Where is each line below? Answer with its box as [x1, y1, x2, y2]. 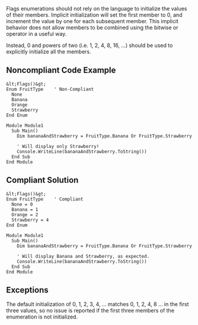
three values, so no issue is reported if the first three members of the [6, 307, 175, 314]
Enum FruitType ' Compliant [6, 196, 84, 202]
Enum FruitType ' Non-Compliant [6, 86, 94, 92]
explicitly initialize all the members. [6, 48, 92, 55]
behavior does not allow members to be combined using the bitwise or [6, 24, 178, 31]
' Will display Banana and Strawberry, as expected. [17, 253, 150, 259]
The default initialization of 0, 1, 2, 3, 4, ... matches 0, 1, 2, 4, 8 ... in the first [6, 301, 189, 308]
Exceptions [6, 285, 49, 295]
